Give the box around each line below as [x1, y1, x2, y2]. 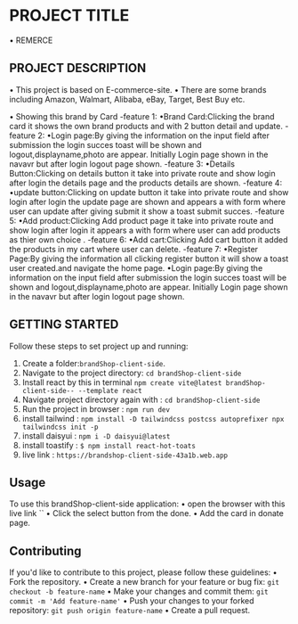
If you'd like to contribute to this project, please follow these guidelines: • [9, 567, 278, 578]
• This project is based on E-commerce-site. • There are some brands [9, 84, 267, 94]
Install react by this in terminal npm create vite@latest [21, 376, 222, 388]
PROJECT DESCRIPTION [9, 61, 147, 76]
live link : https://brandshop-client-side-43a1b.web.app [21, 449, 229, 460]
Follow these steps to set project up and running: [9, 341, 189, 351]
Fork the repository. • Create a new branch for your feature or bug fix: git [9, 577, 280, 587]
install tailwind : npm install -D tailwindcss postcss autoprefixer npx [21, 413, 285, 423]
